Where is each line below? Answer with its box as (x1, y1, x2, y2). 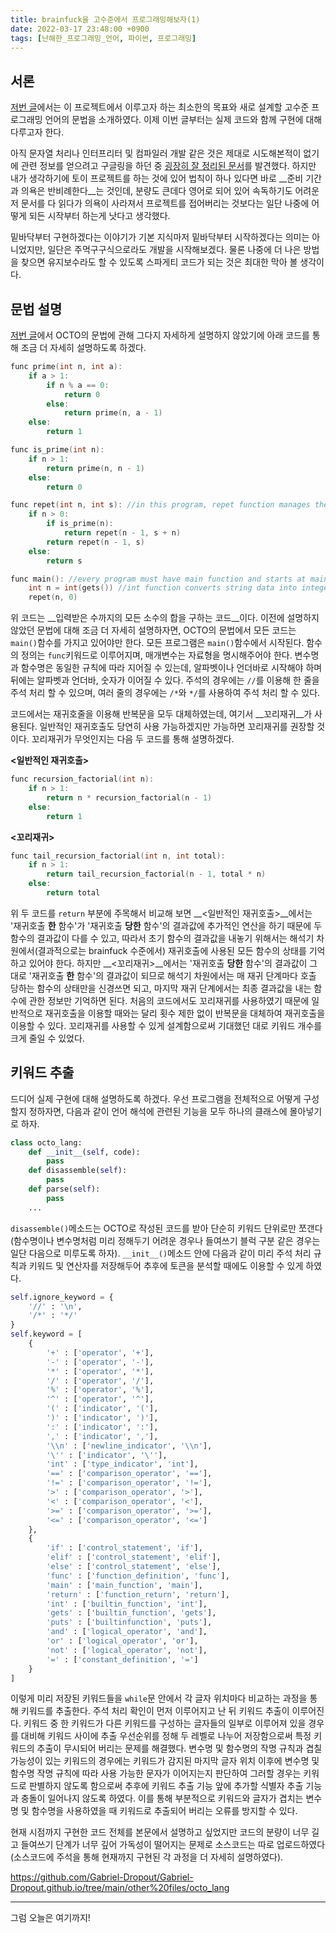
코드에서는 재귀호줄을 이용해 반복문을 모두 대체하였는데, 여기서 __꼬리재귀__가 (10, 708, 313, 720)
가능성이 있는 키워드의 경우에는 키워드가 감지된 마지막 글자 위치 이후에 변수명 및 (10, 1755, 320, 1767)
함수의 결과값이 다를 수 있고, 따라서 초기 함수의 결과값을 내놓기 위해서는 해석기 (10, 932, 315, 944)
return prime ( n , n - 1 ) (46, 463, 145, 473)
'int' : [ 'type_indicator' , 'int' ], (46, 1459, 199, 1470)
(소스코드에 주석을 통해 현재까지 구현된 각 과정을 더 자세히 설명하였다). (10, 1851, 284, 1863)
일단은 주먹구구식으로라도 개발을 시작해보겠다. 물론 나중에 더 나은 (47, 244, 302, 256)
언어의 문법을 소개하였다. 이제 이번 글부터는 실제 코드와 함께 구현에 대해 (44, 114, 323, 126)
